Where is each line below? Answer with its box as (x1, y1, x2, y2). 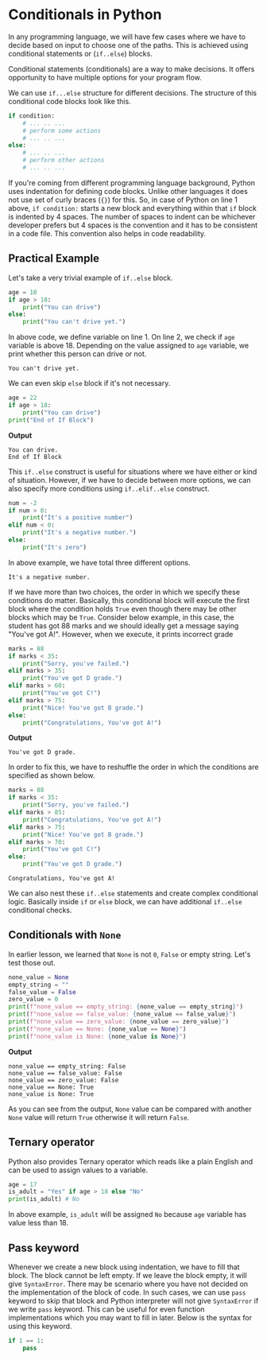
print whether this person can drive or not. (8, 349, 147, 359)
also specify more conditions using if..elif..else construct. (8, 484, 210, 493)
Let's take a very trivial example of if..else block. (8, 273, 173, 282)
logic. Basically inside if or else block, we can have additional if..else (8, 897, 242, 906)
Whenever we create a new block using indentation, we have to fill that (8, 1262, 240, 1272)
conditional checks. (8, 905, 72, 915)
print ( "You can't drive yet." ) (22, 318, 126, 326)
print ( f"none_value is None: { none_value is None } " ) (8, 1032, 187, 1040)
